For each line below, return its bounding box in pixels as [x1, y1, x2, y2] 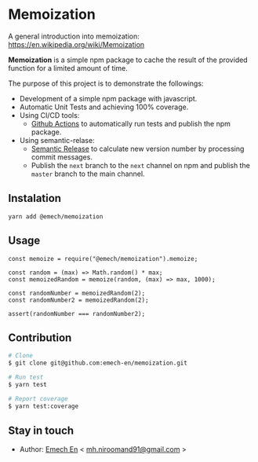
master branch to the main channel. [31, 169, 145, 178]
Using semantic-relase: [19, 135, 96, 145]
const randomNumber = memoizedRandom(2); [8, 289, 146, 297]
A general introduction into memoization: [8, 31, 140, 41]
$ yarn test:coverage [8, 402, 79, 410]
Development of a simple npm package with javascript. [19, 93, 198, 103]
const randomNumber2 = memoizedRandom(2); [8, 296, 149, 304]
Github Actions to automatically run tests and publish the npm [31, 119, 231, 128]
